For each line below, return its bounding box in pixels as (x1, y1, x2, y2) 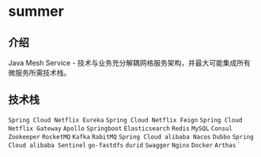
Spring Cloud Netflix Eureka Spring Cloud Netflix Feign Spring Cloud (8, 116, 243, 124)
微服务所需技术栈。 (8, 68, 71, 77)
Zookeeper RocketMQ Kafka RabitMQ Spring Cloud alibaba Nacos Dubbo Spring (8, 133, 255, 140)
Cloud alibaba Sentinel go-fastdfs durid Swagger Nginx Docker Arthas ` (8, 140, 240, 149)
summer (8, 2, 65, 21)
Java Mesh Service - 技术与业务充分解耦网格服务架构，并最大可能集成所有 (8, 58, 252, 67)
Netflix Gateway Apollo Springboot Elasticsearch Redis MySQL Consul (8, 125, 233, 133)
